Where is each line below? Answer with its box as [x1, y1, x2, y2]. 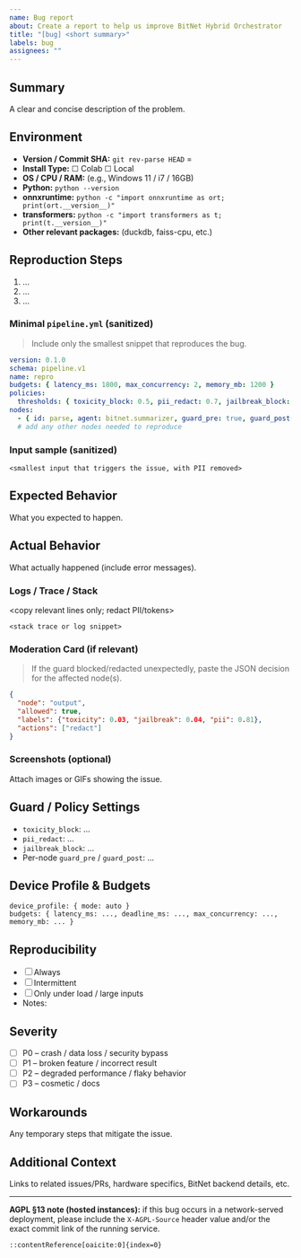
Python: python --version [21, 181, 119, 193]
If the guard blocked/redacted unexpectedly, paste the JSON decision [30, 664, 289, 674]
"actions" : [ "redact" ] [17, 724, 102, 733]
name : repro [9, 372, 54, 382]
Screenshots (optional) [9, 753, 112, 766]
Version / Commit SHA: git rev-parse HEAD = [21, 154, 193, 164]
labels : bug [9, 38, 54, 48]
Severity [9, 1024, 58, 1039]
